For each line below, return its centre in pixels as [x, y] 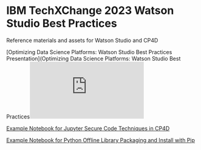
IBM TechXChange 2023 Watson [90, 11]
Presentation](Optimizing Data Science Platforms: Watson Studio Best [94, 58]
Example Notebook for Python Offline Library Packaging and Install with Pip [101, 140]
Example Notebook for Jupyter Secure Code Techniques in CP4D [88, 128]
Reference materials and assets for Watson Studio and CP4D [82, 40]
